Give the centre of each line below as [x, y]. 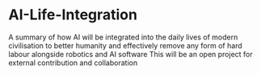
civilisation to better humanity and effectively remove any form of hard [125, 45]
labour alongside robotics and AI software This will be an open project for [130, 54]
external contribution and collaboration [73, 63]
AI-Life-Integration [73, 15]
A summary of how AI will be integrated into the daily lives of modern [123, 37]
